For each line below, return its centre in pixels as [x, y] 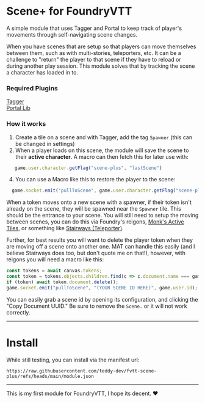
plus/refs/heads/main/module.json [50, 376]
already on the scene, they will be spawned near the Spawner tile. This [94, 209]
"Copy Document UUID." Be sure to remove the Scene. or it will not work [97, 306]
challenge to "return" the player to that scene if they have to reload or [94, 59]
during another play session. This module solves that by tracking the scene [101, 66]
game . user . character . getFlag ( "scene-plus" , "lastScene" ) [88, 168]
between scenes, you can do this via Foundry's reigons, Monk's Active [95, 222]
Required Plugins [32, 88]
